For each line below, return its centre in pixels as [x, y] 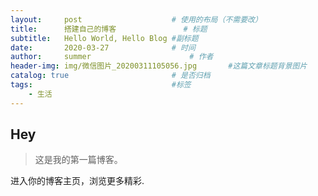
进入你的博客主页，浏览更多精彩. [77, 181]
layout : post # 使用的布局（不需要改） [136, 19]
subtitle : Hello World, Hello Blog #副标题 [104, 38]
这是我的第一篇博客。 [78, 160]
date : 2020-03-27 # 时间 [103, 47]
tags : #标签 [101, 85]
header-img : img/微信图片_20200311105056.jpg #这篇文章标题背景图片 [159, 66]
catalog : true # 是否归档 [110, 76]
